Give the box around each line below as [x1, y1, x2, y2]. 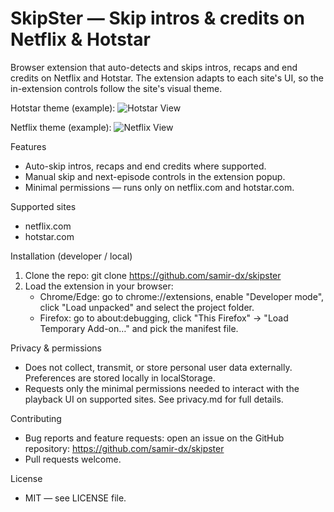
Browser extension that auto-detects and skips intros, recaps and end [10, 61, 298, 73]
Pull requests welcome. [24, 453, 122, 465]
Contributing [10, 412, 62, 424]
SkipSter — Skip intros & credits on [10, 7, 305, 30]
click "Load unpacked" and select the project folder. [39, 301, 255, 313]
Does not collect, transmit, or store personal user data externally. [24, 361, 293, 373]
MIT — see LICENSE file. [24, 492, 127, 504]
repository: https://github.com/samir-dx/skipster [24, 442, 225, 454]
